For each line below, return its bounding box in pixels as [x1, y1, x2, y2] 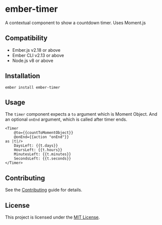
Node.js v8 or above [12, 58, 54, 64]
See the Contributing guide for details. [5, 187, 82, 193]
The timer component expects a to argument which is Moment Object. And [5, 111, 158, 117]
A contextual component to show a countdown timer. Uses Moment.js [5, 20, 146, 26]
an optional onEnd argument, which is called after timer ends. [5, 117, 128, 123]
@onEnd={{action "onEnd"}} [14, 134, 69, 140]
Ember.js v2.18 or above [12, 47, 60, 53]
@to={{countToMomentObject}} [14, 130, 74, 135]
